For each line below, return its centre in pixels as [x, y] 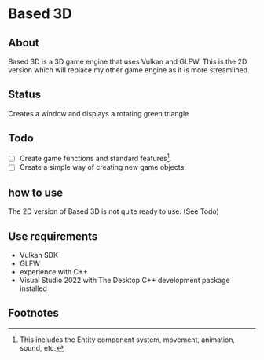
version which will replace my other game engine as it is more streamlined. [129, 70]
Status [25, 95]
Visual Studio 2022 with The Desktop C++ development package [125, 281]
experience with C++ [53, 272]
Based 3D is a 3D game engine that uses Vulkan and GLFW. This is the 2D [128, 61]
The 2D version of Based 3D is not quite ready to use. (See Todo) [114, 211]
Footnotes [33, 313]
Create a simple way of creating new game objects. [103, 167]
